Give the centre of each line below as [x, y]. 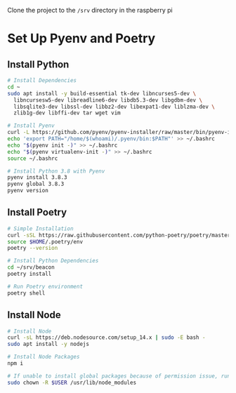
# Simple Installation [40, 228]
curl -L [19, 133]
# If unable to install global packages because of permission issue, [113, 376]
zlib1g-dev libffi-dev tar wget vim [67, 113]
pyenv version [28, 191]
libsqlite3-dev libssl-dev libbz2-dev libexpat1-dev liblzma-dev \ [114, 107]
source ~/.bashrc [33, 158]
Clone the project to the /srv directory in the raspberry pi [90, 10]
